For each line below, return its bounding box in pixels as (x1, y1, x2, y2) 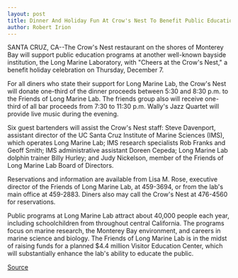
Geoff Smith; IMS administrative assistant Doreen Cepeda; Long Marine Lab (7, 146, 228, 155)
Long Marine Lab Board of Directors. (7, 161, 114, 170)
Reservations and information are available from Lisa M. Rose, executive (7, 175, 218, 183)
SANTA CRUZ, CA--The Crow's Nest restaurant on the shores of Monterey (7, 43, 225, 52)
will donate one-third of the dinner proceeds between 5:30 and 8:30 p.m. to (7, 87, 229, 96)
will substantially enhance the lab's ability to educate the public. (7, 250, 194, 258)
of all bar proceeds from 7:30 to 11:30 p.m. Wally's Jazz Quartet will (22, 102, 220, 111)
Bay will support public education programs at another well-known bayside (7, 50, 227, 59)
